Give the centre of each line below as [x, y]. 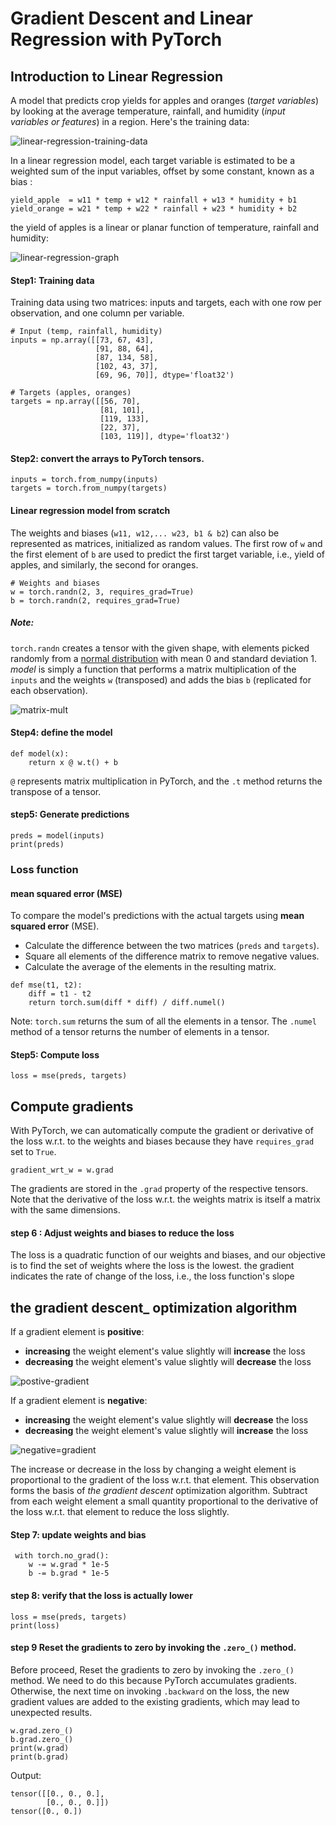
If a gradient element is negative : [79, 1401]
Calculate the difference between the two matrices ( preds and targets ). [172, 946]
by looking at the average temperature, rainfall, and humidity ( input [148, 111]
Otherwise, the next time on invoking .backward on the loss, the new [150, 1691]
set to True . [33, 1152]
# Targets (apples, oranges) [71, 393]
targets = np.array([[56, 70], [75, 402]
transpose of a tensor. [56, 791]
